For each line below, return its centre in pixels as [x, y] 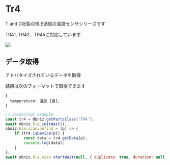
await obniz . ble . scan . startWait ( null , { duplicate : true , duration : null [85, 157]
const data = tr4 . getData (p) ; [55, 138]
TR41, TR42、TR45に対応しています [43, 34]
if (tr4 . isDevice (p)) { [40, 133]
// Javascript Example [29, 114]
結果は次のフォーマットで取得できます [45, 86]
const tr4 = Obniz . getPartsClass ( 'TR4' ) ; [50, 119]
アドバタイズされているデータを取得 [43, 75]
